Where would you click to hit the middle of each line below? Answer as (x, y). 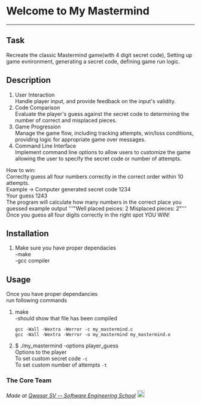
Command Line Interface (45, 146)
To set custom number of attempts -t (61, 365)
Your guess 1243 (27, 196)
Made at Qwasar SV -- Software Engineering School (71, 396)
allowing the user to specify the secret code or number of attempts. (98, 158)
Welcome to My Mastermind (78, 11)
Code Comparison (37, 107)
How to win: (21, 170)
